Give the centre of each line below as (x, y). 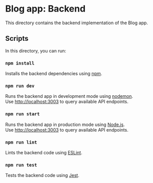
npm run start (22, 114)
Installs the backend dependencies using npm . (54, 74)
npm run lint (21, 142)
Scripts (17, 39)
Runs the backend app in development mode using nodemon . (69, 96)
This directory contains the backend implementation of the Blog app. (76, 23)
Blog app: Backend (45, 9)
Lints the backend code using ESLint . (44, 152)
